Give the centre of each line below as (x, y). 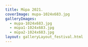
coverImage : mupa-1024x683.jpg (38, 14)
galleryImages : (21, 19)
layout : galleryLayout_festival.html (44, 37)
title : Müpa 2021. (24, 10)
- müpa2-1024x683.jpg (32, 32)
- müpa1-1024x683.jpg (32, 28)
